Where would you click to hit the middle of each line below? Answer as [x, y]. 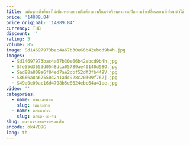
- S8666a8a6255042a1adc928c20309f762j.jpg [65, 78]
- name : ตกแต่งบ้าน [31, 111]
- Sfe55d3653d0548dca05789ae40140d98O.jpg [65, 67]
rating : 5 [18, 39]
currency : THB [24, 28]
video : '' [18, 89]
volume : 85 [20, 45]
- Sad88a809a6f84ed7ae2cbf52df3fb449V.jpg [65, 72]
